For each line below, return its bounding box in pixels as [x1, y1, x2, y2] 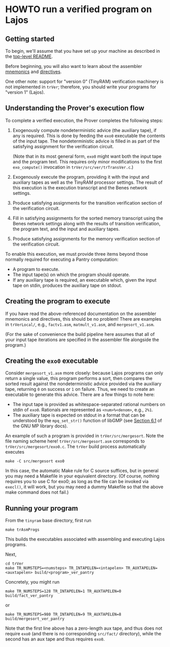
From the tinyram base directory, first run [5, 518, 91, 524]
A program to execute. [12, 266, 60, 272]
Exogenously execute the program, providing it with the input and [12, 174, 150, 180]
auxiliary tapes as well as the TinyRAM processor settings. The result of [12, 179, 163, 185]
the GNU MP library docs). [12, 423, 68, 429]
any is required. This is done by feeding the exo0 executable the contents [12, 132, 165, 139]
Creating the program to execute [5, 297, 111, 305]
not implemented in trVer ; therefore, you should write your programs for [5, 84, 156, 90]
